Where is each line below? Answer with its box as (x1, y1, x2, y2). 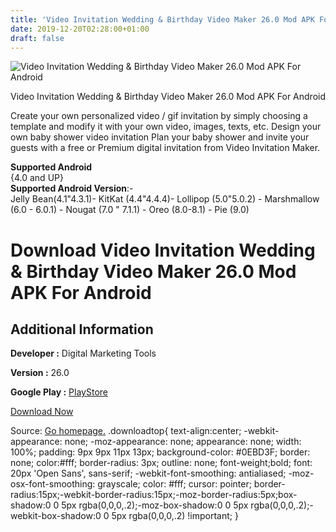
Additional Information (10, 321, 154, 338)
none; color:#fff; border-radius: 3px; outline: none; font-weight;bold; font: (10, 457, 313, 469)
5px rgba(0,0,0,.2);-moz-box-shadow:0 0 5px (61, 499, 249, 511)
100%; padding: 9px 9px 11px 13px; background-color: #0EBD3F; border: (10, 446, 311, 458)
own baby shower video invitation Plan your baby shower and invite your (10, 131, 310, 143)
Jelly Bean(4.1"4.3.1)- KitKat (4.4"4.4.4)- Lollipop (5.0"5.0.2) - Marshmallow (10, 193, 320, 205)
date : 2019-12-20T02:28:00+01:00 (10, 24, 150, 34)
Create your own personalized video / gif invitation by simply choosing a (10, 110, 308, 122)
